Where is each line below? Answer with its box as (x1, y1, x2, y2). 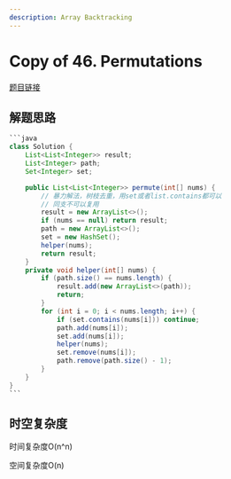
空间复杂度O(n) (9, 460, 65, 471)
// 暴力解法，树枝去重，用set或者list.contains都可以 (41, 192, 222, 200)
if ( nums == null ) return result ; (41, 216, 168, 225)
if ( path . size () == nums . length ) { (41, 274, 173, 283)
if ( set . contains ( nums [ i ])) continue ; (56, 315, 200, 324)
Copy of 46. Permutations (9, 51, 203, 71)
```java (9, 134, 38, 143)
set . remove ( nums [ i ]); (56, 348, 137, 357)
